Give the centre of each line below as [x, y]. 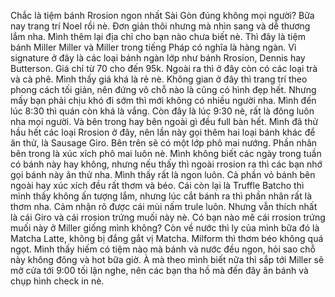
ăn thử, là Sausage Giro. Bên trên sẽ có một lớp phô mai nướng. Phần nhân [164, 143]
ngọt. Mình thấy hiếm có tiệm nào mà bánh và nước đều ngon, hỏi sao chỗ [163, 249]
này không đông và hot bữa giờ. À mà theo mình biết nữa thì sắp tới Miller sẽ [167, 259]
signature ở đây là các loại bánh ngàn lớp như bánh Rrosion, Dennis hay [158, 58]
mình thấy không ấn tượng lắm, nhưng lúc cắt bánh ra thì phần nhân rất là [161, 196]
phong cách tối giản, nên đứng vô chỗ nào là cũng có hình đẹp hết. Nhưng [163, 89]
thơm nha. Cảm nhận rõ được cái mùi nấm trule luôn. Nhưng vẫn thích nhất [164, 206]
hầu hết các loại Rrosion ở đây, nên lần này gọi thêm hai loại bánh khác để [163, 132]
